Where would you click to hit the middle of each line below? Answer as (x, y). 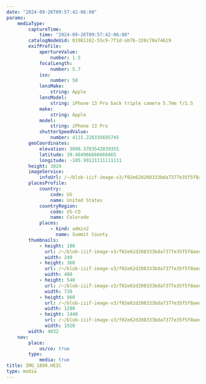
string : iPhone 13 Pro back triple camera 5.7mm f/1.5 (121, 103)
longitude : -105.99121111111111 (80, 160)
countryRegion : (59, 206)
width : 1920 (60, 326)
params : (16, 18)
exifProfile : (45, 47)
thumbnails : (44, 240)
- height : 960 (57, 297)
